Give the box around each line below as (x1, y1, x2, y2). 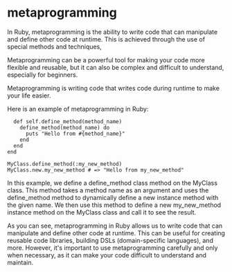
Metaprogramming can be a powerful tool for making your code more (7, 55, 206, 64)
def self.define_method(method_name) (13, 118, 123, 125)
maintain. (7, 258, 33, 266)
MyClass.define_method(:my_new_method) (7, 161, 123, 167)
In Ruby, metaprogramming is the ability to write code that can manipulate (7, 28, 218, 36)
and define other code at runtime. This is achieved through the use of (7, 35, 206, 43)
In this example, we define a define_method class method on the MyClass (7, 179, 218, 187)
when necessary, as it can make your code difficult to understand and (7, 251, 206, 259)
